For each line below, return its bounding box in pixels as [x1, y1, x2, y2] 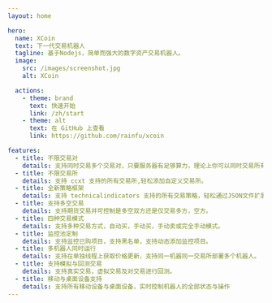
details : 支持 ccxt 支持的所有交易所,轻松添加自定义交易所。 [22, 176, 208, 185]
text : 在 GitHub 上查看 [28, 124, 105, 132]
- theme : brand [22, 94, 74, 102]
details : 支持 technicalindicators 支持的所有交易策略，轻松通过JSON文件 [22, 192, 255, 200]
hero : [7, 26, 26, 35]
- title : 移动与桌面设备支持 [15, 275, 102, 283]
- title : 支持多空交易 [15, 200, 84, 208]
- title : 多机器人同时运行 [15, 245, 97, 253]
